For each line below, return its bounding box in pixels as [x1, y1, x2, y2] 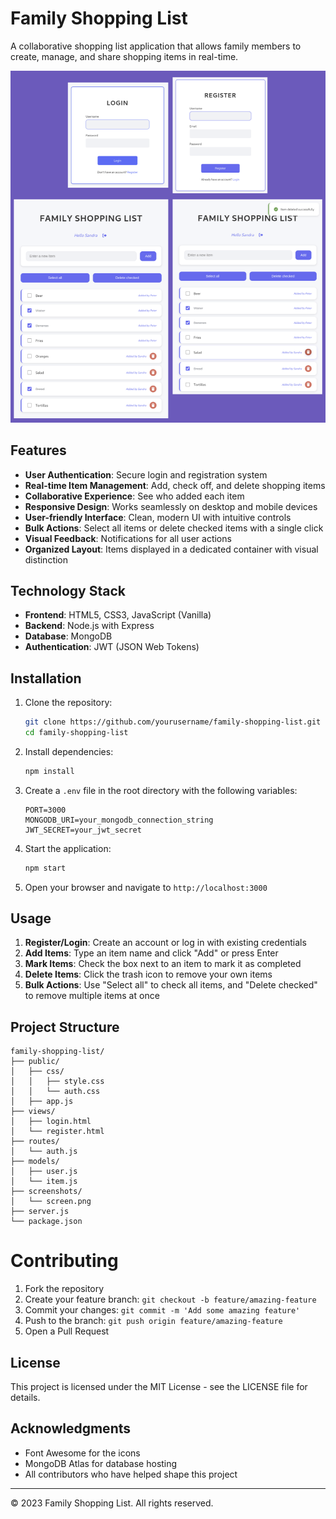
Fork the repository [24, 1283, 105, 1295]
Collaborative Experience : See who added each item [24, 490, 245, 502]
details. [10, 1392, 41, 1404]
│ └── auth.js [10, 1147, 78, 1157]
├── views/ [10, 1107, 56, 1117]
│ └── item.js [10, 1177, 78, 1187]
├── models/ [10, 1157, 60, 1167]
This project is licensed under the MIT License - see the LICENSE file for [10, 1381, 308, 1393]
